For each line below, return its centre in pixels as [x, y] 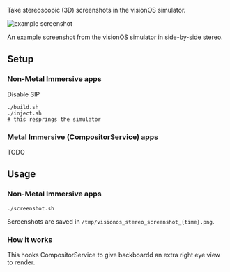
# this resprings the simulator [54, 119]
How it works [30, 239]
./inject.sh [24, 113]
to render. [21, 262]
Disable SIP [24, 94]
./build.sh [23, 107]
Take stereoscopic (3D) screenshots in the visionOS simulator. [97, 10]
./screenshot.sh [31, 208]
